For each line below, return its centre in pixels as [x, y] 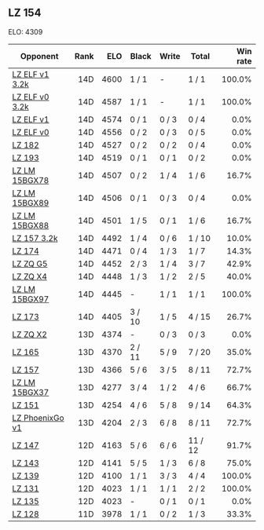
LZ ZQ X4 [29, 276]
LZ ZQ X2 [29, 334]
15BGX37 [31, 392]
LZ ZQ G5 [30, 264]
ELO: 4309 [26, 31]
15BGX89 [31, 203]
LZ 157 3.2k [35, 238]
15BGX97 [31, 299]
